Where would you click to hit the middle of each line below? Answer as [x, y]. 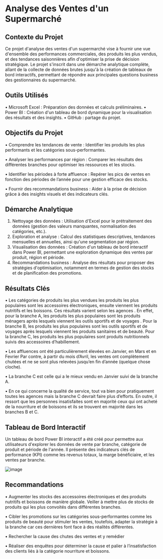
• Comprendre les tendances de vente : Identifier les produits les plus [75, 144]
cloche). [13, 367]
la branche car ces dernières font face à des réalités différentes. [70, 527]
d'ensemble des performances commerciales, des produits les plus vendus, [81, 54]
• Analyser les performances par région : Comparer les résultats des [74, 159]
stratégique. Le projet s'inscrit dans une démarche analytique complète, [77, 64]
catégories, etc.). [29, 232]
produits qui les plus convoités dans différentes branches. [63, 507]
